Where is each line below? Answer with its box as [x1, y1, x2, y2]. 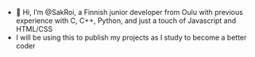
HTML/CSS [15, 25, 53, 33]
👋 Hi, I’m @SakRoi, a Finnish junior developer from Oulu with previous [15, 8, 244, 17]
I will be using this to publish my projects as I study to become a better [15, 32, 247, 42]
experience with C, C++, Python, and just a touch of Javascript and [15, 16, 237, 25]
